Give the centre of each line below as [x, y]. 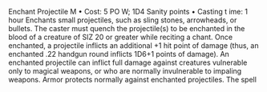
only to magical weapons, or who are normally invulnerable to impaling [125, 71]
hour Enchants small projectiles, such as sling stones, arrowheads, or [123, 20]
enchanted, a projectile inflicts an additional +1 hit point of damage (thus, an [133, 46]
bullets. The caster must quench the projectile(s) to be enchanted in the [127, 28]
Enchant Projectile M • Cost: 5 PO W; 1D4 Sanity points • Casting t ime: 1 [128, 12]
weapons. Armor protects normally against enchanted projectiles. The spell [132, 80]
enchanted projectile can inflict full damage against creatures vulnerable [128, 62]
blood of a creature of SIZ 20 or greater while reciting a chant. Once [121, 37]
